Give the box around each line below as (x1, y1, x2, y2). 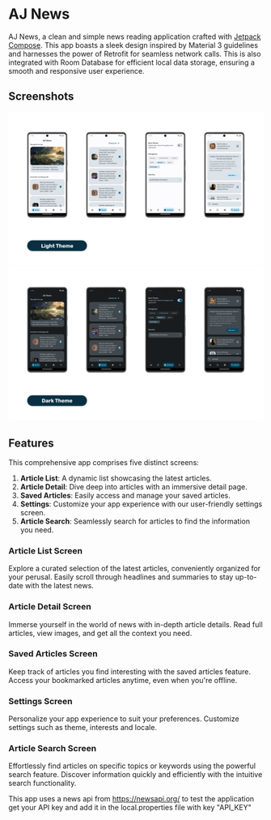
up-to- (235, 572, 257, 582)
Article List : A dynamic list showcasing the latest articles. (19, 473, 212, 483)
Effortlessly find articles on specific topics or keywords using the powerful (8, 761, 256, 771)
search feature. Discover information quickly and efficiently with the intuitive (8, 770, 263, 779)
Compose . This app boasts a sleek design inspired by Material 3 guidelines (8, 40, 259, 49)
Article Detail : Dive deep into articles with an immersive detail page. (19, 481, 248, 491)
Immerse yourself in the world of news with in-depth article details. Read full (8, 619, 263, 629)
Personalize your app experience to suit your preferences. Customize (8, 714, 240, 724)
